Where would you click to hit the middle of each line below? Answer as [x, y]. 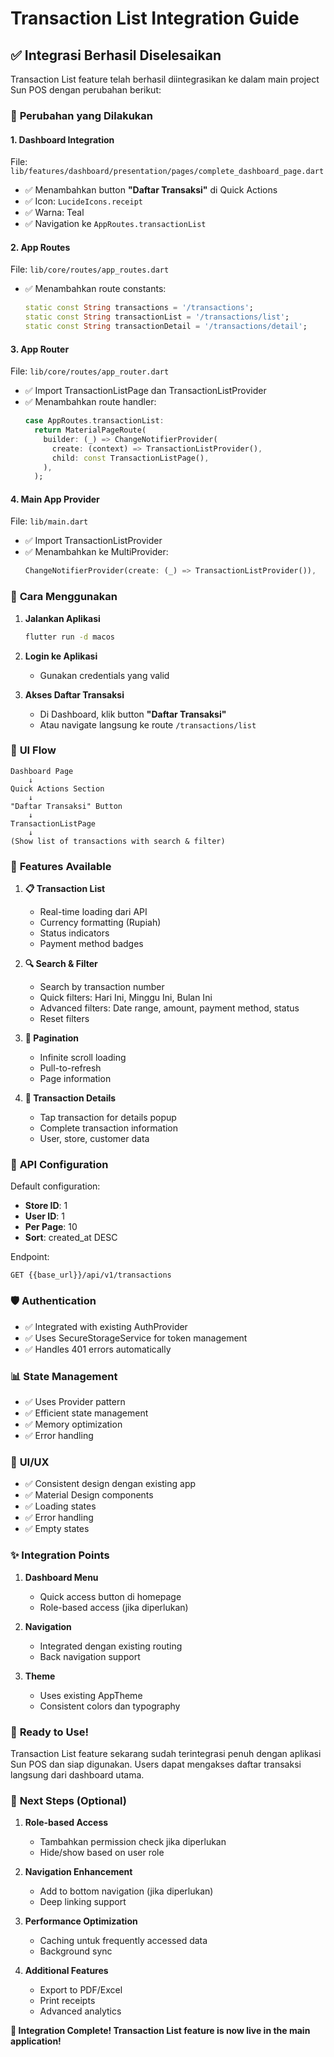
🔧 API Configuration [59, 1165]
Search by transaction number [102, 987]
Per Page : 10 [51, 1227]
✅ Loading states [60, 1506]
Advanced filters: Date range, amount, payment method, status [169, 1008]
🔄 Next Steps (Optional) [68, 1800]
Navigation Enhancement [78, 1872]
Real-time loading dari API [93, 912]
